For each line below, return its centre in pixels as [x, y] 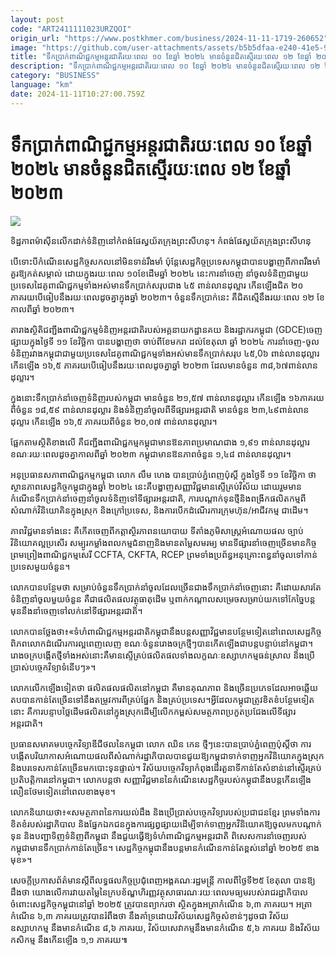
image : [24, 47]
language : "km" [42, 85]
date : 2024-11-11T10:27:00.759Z [77, 94]
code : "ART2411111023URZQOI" [71, 29]
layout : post [37, 19]
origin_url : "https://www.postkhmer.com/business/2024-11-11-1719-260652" [169, 38]
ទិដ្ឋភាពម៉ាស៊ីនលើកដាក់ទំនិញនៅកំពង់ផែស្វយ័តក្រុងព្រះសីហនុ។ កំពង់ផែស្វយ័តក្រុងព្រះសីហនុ [161, 240]
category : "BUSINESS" [55, 76]
